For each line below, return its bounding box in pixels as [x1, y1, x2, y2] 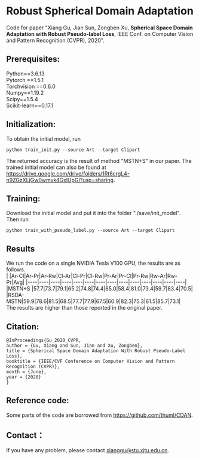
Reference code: [6, 395, 69, 405]
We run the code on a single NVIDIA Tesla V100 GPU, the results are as [6, 259, 181, 267]
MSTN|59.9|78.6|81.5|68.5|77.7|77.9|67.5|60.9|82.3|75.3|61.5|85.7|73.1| [6, 298, 181, 305]
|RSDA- [6, 292, 25, 299]
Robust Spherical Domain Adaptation [6, 4, 194, 18]
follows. [6, 266, 26, 273]
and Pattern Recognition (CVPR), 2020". [6, 37, 105, 44]
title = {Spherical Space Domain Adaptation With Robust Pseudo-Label [6, 348, 186, 354]
